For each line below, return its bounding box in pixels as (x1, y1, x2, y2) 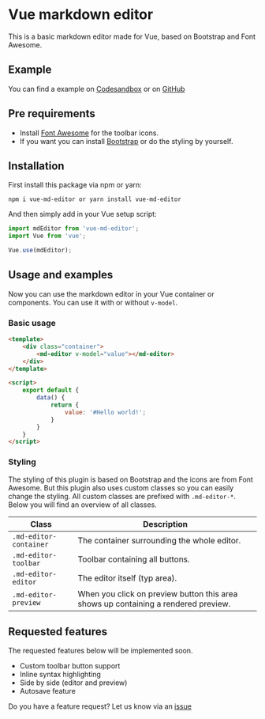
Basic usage (8, 317, 57, 328)
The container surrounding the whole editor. (77, 535, 241, 546)
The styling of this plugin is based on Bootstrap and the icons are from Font (8, 475, 254, 484)
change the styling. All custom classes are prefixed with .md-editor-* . (8, 491, 237, 501)
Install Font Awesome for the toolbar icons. (19, 128, 159, 138)
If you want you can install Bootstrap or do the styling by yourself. (19, 136, 233, 146)
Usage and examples (8, 268, 114, 282)
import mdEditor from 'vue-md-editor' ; (8, 225, 140, 233)
